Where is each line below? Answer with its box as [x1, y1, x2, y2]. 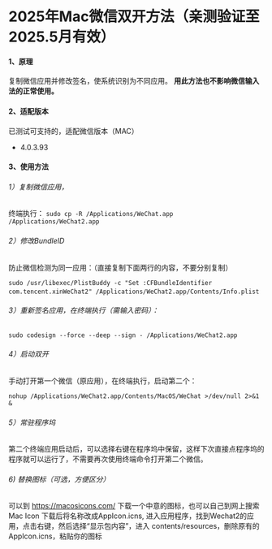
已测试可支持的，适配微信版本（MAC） [8, 126, 140, 136]
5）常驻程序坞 [8, 417, 56, 427]
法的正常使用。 [8, 86, 58, 96]
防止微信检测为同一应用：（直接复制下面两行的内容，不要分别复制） [8, 262, 233, 272]
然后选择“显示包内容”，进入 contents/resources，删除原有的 [58, 521, 260, 531]
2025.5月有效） [8, 28, 115, 46]
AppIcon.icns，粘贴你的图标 [8, 531, 103, 541]
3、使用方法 [8, 162, 50, 171]
